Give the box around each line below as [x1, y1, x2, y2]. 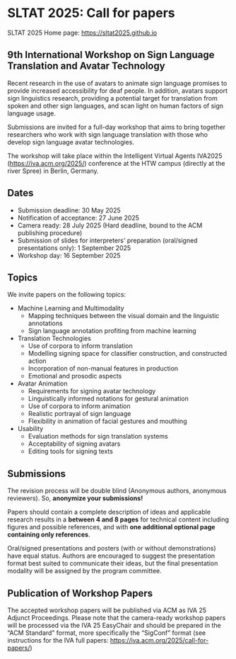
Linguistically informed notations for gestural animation [28, 395, 189, 403]
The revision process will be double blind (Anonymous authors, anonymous [7, 487, 227, 495]
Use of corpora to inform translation [28, 342, 133, 350]
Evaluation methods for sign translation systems [28, 432, 168, 441]
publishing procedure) [17, 228, 83, 237]
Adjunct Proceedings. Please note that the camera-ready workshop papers [7, 614, 226, 621]
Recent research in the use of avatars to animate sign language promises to [7, 79, 228, 87]
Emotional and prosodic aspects [28, 372, 122, 381]
